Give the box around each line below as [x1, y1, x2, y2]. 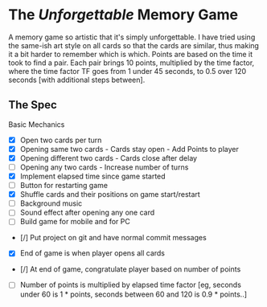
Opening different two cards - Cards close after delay [19, 153, 198, 162]
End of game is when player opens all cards [19, 248, 166, 258]
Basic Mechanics [8, 119, 65, 129]
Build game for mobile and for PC [19, 217, 130, 227]
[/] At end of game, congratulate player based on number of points [19, 264, 241, 274]
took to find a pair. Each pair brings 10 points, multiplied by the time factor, [8, 58, 255, 68]
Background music [19, 199, 83, 208]
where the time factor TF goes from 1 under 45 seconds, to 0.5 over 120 [8, 66, 247, 76]
